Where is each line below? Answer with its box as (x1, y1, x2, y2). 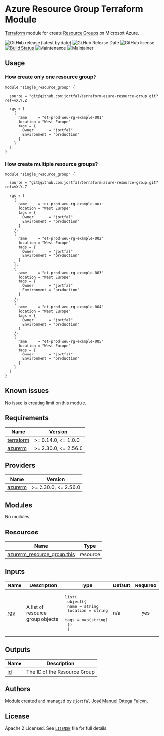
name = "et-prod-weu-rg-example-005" (18, 339, 104, 344)
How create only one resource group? (5, 74, 97, 80)
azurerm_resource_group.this (7, 551, 75, 558)
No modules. (5, 514, 31, 520)
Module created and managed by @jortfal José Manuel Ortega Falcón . (5, 698, 148, 704)
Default (113, 582, 131, 589)
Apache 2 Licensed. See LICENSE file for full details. (5, 725, 108, 731)
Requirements (5, 414, 49, 422)
